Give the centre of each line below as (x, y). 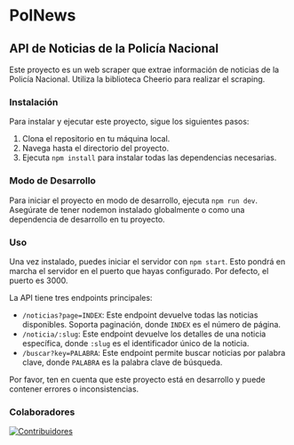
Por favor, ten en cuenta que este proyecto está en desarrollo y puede (138, 379)
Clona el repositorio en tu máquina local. (96, 139)
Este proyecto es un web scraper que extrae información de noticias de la (144, 69)
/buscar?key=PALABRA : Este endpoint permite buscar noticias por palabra (154, 352)
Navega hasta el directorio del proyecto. (95, 149)
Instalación (34, 101)
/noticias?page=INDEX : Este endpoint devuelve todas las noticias (140, 315)
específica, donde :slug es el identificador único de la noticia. (135, 343)
